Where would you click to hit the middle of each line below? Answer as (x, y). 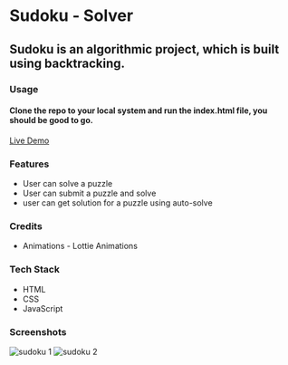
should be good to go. (51, 120)
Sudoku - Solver (72, 16)
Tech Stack (35, 270)
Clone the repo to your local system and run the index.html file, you (139, 110)
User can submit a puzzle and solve (89, 193)
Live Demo (29, 140)
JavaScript (43, 308)
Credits (26, 226)
